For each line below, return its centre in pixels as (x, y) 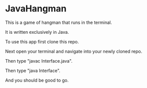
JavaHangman (36, 9)
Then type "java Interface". (33, 71)
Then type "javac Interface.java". (39, 61)
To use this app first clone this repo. (42, 42)
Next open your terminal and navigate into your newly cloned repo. (74, 51)
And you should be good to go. (37, 80)
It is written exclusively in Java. (37, 32)
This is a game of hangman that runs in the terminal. (59, 22)
